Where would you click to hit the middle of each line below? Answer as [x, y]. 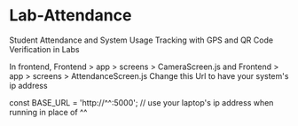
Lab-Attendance [71, 16]
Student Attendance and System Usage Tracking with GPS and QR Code [141, 40]
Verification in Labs [44, 49]
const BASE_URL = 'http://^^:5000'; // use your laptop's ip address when [141, 102]
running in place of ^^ [48, 112]
